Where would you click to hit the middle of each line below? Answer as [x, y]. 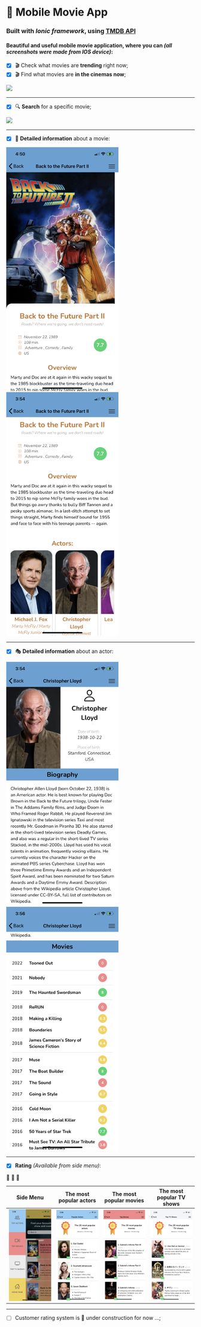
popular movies [124, 1200]
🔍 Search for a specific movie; [53, 107]
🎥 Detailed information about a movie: [63, 139]
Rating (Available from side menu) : [58, 1166]
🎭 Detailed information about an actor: [64, 651]
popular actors [77, 1200]
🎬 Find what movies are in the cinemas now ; [70, 74]
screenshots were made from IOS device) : [60, 52]
